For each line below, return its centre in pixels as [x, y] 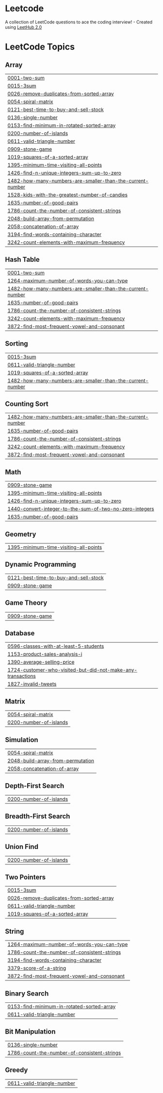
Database [20, 633]
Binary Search [27, 993]
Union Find [22, 847]
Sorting [16, 344]
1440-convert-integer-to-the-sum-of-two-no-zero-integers [81, 509]
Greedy [16, 1070]
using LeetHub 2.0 [24, 27]
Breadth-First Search [38, 816]
